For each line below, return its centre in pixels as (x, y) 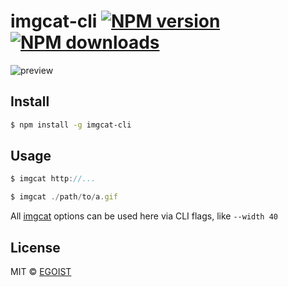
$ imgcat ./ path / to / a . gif (64, 197)
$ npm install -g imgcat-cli (71, 125)
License (35, 247)
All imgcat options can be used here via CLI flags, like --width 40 (144, 216)
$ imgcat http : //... (53, 179)
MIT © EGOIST (41, 271)
